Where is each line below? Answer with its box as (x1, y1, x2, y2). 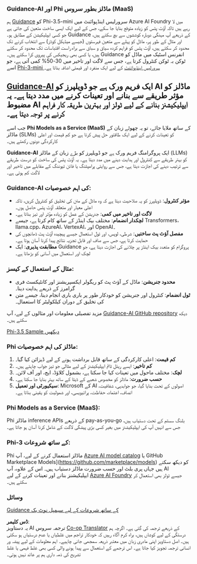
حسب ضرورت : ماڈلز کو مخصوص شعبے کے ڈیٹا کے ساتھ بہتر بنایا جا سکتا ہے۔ (15, 376, 163, 382)
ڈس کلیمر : (6, 518, 30, 525)
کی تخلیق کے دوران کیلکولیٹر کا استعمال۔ (15, 298, 105, 305)
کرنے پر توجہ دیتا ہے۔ (6, 109, 65, 119)
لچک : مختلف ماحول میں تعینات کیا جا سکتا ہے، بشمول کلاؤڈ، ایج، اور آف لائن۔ (15, 369, 182, 376)
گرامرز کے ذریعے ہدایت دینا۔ (15, 284, 75, 291)
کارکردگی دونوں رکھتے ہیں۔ (6, 137, 58, 145)
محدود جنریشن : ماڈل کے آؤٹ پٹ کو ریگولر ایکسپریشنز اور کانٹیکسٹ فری (15, 278, 175, 285)
